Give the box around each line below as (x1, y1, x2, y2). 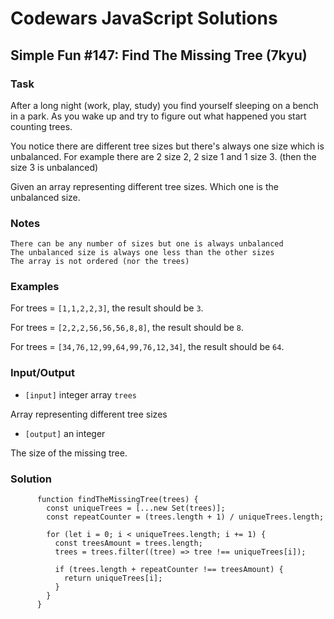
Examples (10, 280, 60, 294)
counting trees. (10, 120, 73, 132)
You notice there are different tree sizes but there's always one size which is (10, 140, 325, 152)
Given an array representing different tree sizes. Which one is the (10, 180, 279, 192)
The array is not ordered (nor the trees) (10, 257, 190, 267)
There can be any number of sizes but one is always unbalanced (10, 239, 284, 249)
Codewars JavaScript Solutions (10, 7, 278, 30)
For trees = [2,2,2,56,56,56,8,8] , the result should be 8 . (10, 322, 245, 334)
